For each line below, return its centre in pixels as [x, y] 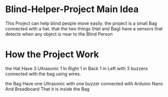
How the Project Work [52, 55]
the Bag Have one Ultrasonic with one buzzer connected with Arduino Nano [84, 83]
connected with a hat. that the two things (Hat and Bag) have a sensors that [84, 28]
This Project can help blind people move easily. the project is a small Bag [81, 23]
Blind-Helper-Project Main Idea [72, 9]
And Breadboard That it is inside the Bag [47, 89]
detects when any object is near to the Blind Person [59, 34]
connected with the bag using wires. [43, 74]
